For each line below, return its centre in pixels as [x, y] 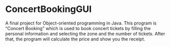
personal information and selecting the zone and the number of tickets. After [85, 33]
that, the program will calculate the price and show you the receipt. [75, 39]
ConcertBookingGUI [48, 9]
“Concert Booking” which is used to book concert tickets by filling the [78, 28]
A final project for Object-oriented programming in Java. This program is [81, 23]
